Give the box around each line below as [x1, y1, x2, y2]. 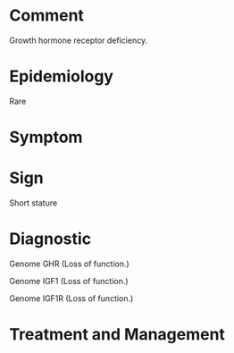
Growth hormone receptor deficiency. [9, 35, 148, 46]
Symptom [9, 127, 83, 147]
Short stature [9, 198, 58, 208]
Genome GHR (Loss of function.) [9, 258, 130, 269]
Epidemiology [9, 66, 114, 87]
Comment [9, 5, 85, 26]
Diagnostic [9, 229, 92, 249]
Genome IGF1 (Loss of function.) [9, 275, 129, 286]
